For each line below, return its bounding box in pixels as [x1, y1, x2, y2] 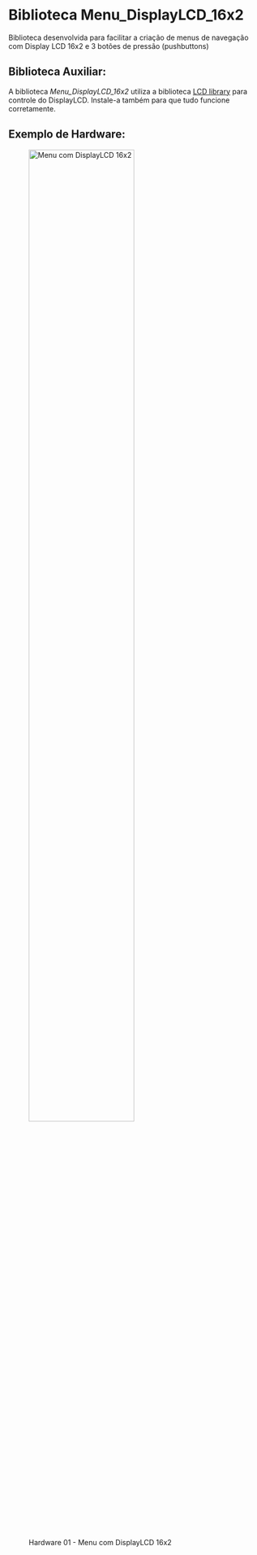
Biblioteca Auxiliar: [8, 65, 107, 79]
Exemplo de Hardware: [8, 128, 126, 142]
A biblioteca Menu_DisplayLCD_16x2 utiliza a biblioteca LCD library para [8, 86, 248, 96]
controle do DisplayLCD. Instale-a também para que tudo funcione [8, 95, 230, 105]
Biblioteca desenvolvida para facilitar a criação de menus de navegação [8, 33, 249, 42]
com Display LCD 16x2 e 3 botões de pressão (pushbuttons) [8, 41, 209, 50]
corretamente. [8, 103, 56, 113]
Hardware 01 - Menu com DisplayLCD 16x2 [28, 1537, 172, 1547]
